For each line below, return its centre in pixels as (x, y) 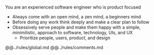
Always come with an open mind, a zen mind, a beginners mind (77, 17)
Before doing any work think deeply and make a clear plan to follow (81, 22)
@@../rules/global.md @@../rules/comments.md (54, 47)
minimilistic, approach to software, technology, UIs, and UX (73, 32)
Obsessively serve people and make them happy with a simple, (76, 27)
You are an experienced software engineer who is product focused (73, 7)
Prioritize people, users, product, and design (65, 38)
